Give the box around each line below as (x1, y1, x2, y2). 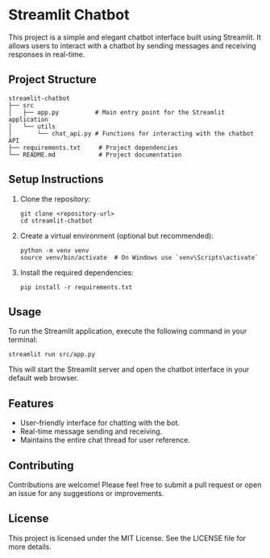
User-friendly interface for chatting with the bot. (19, 418, 180, 428)
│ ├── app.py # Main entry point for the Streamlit (8, 108, 226, 116)
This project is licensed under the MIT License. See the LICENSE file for (8, 533, 247, 543)
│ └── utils (8, 123, 56, 131)
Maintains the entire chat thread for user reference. (19, 435, 191, 445)
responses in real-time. (8, 49, 85, 59)
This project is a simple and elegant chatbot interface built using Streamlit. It (8, 32, 262, 42)
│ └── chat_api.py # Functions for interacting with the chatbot (8, 129, 254, 138)
